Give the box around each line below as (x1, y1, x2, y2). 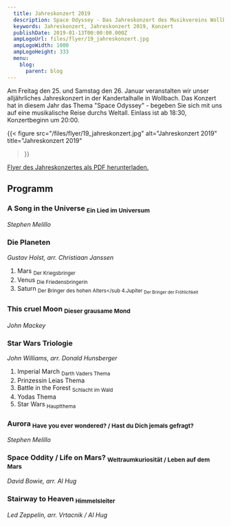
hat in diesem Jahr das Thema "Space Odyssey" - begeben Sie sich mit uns (7, 101, 222, 109)
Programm (7, 183, 54, 195)
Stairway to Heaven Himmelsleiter (7, 494, 115, 505)
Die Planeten (7, 238, 51, 248)
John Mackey (7, 321, 46, 330)
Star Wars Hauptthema (16, 399, 76, 410)
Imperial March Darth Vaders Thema (16, 367, 111, 377)
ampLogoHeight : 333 (13, 49, 69, 56)
